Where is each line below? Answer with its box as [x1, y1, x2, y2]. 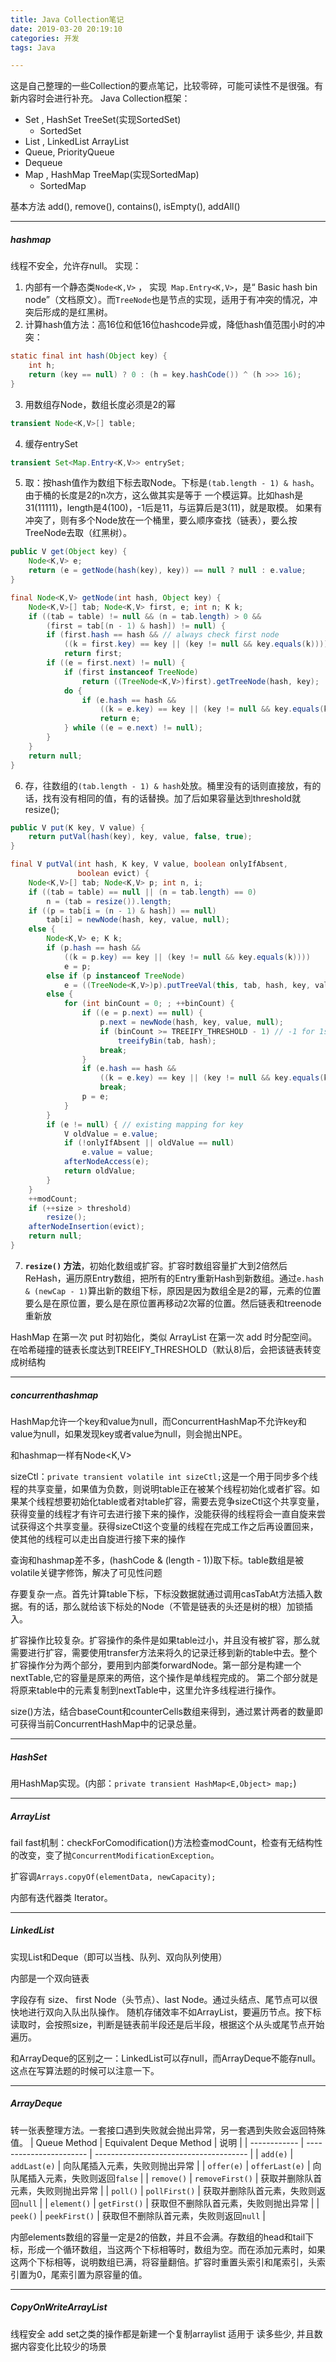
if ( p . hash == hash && [46, 943, 141, 953]
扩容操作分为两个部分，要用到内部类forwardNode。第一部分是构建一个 [10, 1659, 302, 1671]
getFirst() [98, 2199, 144, 2209]
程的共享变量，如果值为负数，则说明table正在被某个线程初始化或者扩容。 [10, 1482, 312, 1495]
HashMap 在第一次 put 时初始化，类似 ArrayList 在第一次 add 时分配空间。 [10, 1331, 318, 1343]
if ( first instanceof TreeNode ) [63, 667, 199, 677]
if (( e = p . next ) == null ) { [81, 1008, 204, 1018]
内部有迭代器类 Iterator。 [10, 1891, 113, 1903]
